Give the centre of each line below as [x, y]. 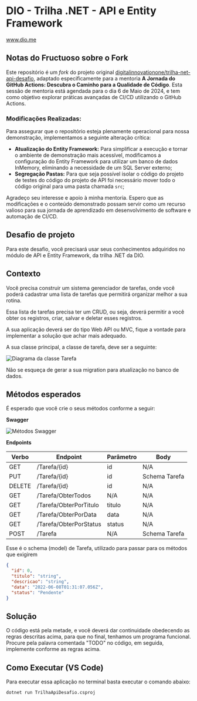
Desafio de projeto [40, 235]
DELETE [20, 486]
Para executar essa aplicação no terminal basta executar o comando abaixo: [98, 682]
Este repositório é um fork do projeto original [60, 72]
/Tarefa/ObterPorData [67, 515]
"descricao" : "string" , [40, 582]
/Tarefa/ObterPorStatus [69, 524]
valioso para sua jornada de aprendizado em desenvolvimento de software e [98, 210]
